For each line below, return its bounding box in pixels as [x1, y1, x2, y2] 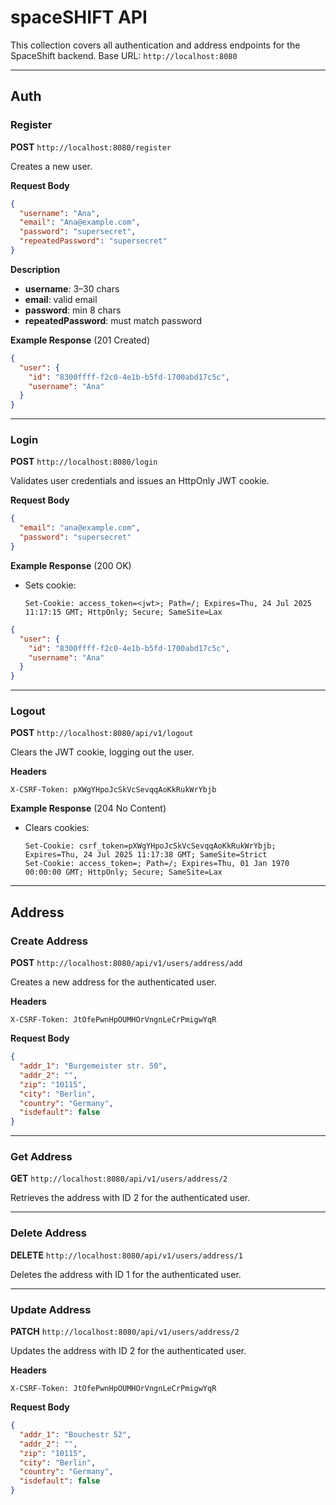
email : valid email [24, 293, 98, 305]
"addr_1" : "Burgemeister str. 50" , [19, 1061, 168, 1071]
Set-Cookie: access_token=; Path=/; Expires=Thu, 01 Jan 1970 [24, 859, 290, 869]
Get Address [10, 1150, 73, 1164]
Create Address [10, 934, 89, 948]
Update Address [10, 1302, 92, 1316]
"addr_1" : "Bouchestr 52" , [19, 1429, 132, 1440]
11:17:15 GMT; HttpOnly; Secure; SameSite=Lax [24, 607, 223, 617]
